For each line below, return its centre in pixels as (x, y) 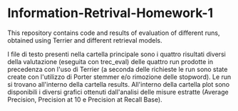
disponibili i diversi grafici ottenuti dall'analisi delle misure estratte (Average (118, 92)
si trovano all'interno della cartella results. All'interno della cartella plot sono (119, 84)
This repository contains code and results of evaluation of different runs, (114, 33)
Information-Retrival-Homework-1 (110, 13)
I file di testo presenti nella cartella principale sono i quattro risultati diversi (117, 54)
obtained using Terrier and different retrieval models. (85, 40)
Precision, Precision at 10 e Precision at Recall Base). (85, 99)
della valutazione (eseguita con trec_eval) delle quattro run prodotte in (110, 61)
